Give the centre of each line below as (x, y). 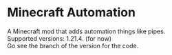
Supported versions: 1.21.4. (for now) (60, 38)
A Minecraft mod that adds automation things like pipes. (86, 31)
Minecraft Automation (72, 13)
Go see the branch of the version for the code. (73, 45)
